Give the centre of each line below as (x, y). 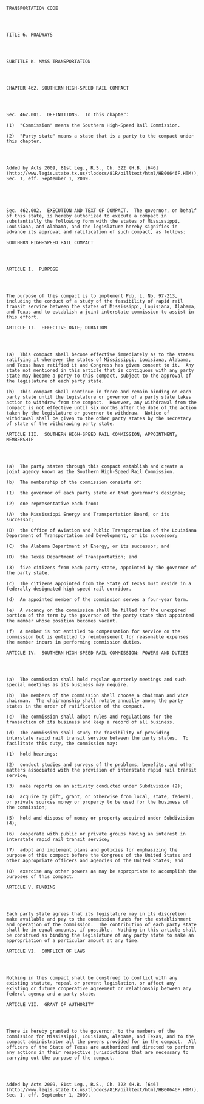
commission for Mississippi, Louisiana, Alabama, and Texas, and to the (100, 1036)
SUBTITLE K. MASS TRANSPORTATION (49, 62)
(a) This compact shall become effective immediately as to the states (100, 354)
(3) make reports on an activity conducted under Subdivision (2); (95, 786)
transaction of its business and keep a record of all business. (90, 722)
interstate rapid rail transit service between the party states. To (97, 738)
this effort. (23, 317)
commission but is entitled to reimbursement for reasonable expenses (97, 637)
